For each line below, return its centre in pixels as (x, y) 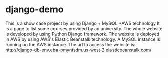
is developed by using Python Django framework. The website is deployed (82, 34)
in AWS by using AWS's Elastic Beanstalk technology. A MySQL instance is (83, 39)
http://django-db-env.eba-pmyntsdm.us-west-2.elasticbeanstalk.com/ (78, 50)
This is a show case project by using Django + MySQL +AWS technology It (82, 23)
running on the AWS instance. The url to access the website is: (70, 44)
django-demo (34, 9)
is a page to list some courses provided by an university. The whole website (84, 28)
